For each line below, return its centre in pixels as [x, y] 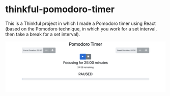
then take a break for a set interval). [43, 34]
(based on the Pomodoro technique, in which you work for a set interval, [81, 28]
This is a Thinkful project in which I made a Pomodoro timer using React [81, 23]
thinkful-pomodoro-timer [60, 9]
